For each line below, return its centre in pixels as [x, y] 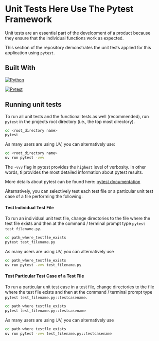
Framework [28, 19]
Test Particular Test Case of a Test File [44, 276]
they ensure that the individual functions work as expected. [64, 38]
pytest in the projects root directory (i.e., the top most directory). [70, 121]
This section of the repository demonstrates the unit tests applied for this [78, 47]
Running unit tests [33, 105]
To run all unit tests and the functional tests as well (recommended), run [77, 116]
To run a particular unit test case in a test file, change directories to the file [80, 287]
